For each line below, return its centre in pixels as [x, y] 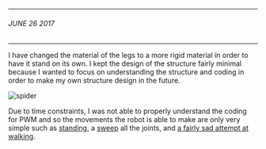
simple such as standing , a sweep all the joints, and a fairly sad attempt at [129, 128]
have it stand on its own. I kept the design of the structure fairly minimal [125, 63]
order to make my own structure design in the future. [94, 81]
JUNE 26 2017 [32, 23]
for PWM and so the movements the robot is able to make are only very [124, 120]
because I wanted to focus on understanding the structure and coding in [126, 72]
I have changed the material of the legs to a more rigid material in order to [128, 55]
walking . [22, 136]
